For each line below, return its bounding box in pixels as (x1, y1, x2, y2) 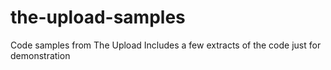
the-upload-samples (10, 6, 186, 29)
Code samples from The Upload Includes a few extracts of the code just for (10, 39, 322, 51)
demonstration (10, 49, 71, 61)
